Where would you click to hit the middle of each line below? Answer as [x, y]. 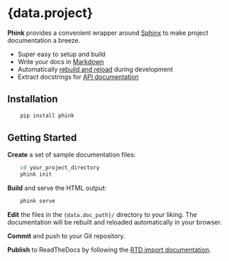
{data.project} [50, 13]
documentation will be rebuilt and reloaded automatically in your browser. [114, 223]
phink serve [38, 201]
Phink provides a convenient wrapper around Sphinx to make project [108, 33]
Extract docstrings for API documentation [78, 77]
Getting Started [42, 138]
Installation [33, 99]
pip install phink [47, 115]
